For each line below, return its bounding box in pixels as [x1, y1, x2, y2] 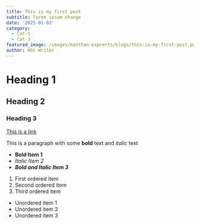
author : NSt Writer [6, 48, 55, 53]
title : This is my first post [6, 8, 82, 15]
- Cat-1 [11, 31, 31, 37]
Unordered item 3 [14, 212, 58, 219]
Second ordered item [14, 181, 67, 188]
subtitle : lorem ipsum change [6, 14, 82, 20]
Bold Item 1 [14, 151, 43, 158]
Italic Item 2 [14, 157, 44, 164]
